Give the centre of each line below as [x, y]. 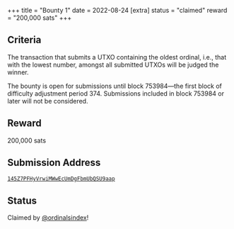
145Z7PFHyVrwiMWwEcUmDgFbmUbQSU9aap [61, 179]
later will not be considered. [48, 101]
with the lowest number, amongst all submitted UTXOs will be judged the [113, 65]
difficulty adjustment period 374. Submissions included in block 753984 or [116, 93]
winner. [18, 72]
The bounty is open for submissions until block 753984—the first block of [115, 86]
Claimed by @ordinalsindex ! [48, 218]
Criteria [24, 40]
